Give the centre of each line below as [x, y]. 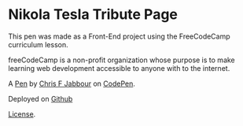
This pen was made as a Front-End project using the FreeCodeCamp [119, 36]
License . [22, 114]
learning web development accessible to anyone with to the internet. [119, 68]
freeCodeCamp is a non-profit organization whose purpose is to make [122, 60]
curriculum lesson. [38, 44]
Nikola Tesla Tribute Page [93, 15]
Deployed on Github [40, 98]
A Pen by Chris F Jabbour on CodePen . [72, 83]
